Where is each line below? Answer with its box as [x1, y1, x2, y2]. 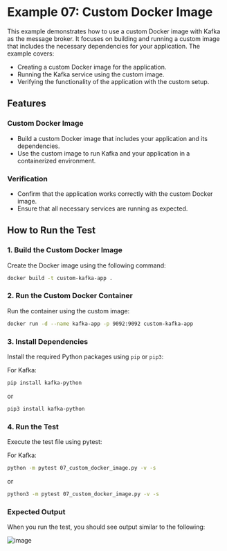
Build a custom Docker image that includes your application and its [17, 134, 208, 142]
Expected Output [7, 507, 66, 516]
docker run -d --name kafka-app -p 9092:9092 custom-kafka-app [7, 320, 194, 327]
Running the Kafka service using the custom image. [17, 70, 165, 79]
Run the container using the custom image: [7, 306, 130, 315]
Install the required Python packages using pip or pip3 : [7, 352, 164, 361]
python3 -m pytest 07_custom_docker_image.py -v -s [7, 491, 159, 497]
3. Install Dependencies [7, 336, 89, 346]
